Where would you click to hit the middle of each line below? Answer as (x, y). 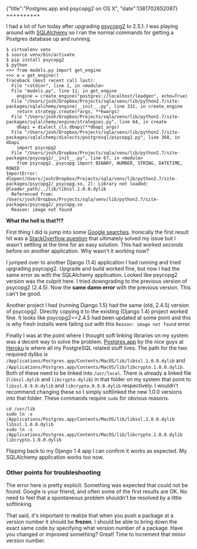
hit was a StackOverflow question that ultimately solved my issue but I (91, 238)
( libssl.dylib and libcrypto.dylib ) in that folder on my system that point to (98, 379)
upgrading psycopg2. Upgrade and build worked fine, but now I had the (93, 269)
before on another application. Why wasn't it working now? (78, 251)
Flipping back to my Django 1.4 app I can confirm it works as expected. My (96, 451)
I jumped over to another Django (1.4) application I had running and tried (94, 262)
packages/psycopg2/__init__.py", (47, 158)
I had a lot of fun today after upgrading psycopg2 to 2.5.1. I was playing (92, 26)
